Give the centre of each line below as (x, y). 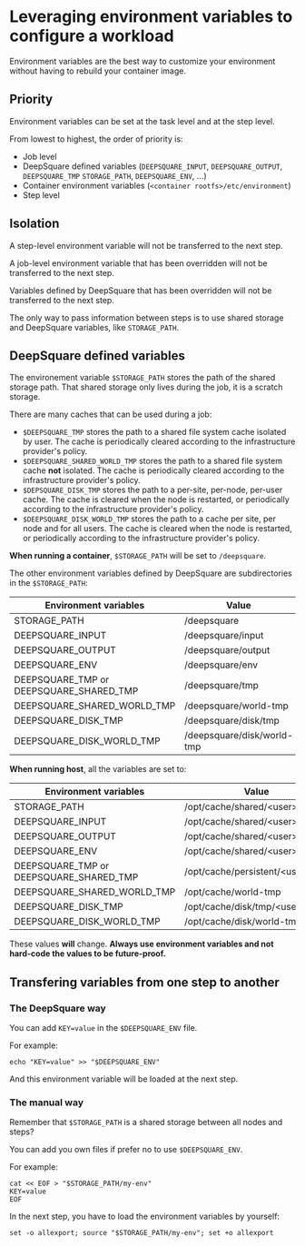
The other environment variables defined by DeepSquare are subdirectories (151, 573)
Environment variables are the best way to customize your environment (143, 61)
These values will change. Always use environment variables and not (142, 944)
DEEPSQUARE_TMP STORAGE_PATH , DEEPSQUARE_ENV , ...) (114, 175)
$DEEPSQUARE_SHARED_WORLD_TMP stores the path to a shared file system (152, 461)
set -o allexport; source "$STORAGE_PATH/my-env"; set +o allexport (142, 1233)
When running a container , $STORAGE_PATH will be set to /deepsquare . (138, 556)
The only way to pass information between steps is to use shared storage (147, 317)
